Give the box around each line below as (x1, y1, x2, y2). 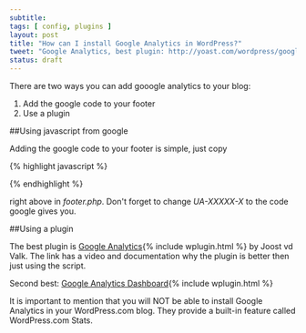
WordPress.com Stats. (9, 315, 93, 326)
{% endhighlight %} (9, 178, 84, 189)
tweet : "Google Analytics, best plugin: (9, 47, 166, 56)
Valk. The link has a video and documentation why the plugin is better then (9, 251, 290, 261)
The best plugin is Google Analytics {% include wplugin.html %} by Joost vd (9, 241, 293, 251)
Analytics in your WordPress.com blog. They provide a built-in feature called (9, 306, 296, 316)
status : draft (9, 55, 64, 65)
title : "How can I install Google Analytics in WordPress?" (9, 38, 243, 48)
